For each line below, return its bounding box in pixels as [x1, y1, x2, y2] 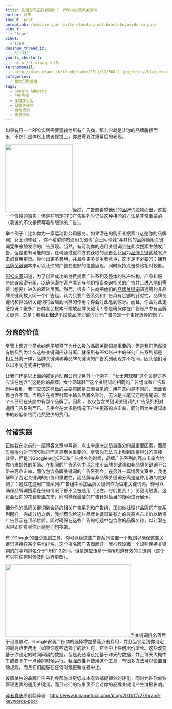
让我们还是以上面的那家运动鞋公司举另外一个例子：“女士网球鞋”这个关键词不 [5, 373, 166, 379]
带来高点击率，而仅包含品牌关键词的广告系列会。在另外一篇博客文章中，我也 [5, 468, 167, 474]
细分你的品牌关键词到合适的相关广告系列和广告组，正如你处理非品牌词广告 [5, 504, 162, 511]
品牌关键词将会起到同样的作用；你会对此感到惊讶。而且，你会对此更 [23, 298, 167, 305]
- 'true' [10, 31, 29, 36]
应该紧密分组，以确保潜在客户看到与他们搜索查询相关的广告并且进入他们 [9, 279, 162, 286]
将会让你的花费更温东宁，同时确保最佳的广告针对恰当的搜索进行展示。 [5, 493, 154, 500]
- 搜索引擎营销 [10, 79, 38, 84]
